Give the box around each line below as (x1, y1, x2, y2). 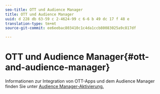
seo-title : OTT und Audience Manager (5, 7, 83, 12)
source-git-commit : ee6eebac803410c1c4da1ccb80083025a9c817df (5, 26, 136, 31)
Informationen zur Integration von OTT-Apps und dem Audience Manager (5, 78, 155, 84)
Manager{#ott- (86, 51, 150, 62)
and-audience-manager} (5, 62, 110, 73)
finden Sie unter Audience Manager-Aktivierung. (5, 84, 104, 90)
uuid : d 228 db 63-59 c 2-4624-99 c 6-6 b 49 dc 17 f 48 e (5, 16, 130, 21)
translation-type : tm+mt (5, 21, 56, 26)
